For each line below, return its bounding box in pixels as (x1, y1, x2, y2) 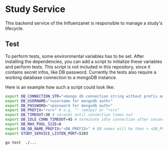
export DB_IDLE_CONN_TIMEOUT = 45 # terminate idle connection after (5, 117, 149, 122)
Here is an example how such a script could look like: (5, 84, 115, 90)
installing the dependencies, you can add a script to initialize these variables (5, 58, 162, 64)
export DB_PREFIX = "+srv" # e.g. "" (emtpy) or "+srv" (5, 107, 120, 113)
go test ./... (5, 140, 37, 145)
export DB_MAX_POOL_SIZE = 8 (5, 121, 61, 126)
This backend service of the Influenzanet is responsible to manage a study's (5, 20, 162, 26)
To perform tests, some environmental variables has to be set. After (5, 53, 144, 59)
